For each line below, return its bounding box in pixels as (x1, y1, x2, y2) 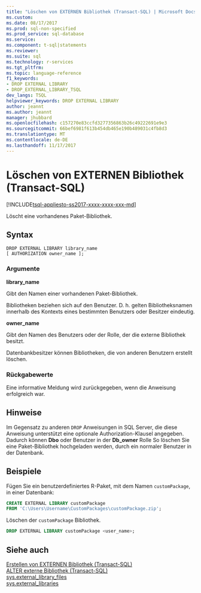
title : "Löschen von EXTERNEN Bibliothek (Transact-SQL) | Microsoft (6, 8, 184, 15)
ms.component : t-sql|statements (6, 43, 87, 49)
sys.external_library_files (6, 573, 67, 581)
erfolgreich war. (6, 390, 45, 397)
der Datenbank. (6, 449, 45, 456)
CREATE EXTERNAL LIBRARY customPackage (6, 500, 106, 506)
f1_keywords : (6, 75, 39, 81)
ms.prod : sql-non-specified (6, 25, 77, 32)
